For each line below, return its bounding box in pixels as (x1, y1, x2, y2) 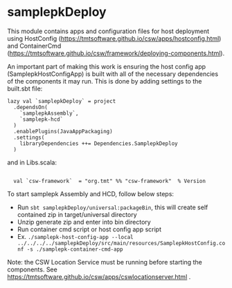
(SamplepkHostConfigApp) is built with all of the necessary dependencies (7, 70, 219, 78)
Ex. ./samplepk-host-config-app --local (17, 232, 134, 240)
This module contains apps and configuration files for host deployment (7, 27, 210, 35)
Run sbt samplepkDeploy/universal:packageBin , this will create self (17, 203, 208, 211)
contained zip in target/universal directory (17, 210, 137, 218)
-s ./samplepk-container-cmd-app (26, 246, 123, 253)
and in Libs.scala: (7, 158, 57, 166)
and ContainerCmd (7, 41, 62, 50)
